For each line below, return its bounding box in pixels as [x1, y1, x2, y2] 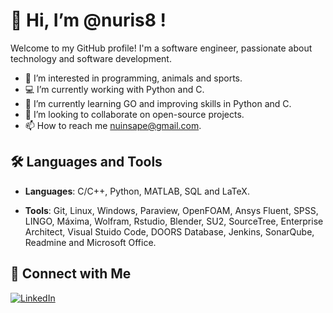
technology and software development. [10, 52, 172, 64]
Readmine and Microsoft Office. [24, 236, 157, 248]
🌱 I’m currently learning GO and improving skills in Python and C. [24, 97, 292, 109]
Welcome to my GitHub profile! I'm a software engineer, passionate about [10, 42, 313, 54]
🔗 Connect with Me [10, 265, 132, 283]
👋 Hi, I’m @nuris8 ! [10, 9, 167, 32]
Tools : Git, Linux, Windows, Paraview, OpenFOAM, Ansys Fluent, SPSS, [24, 204, 319, 216]
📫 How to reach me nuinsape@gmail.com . [24, 119, 202, 131]
